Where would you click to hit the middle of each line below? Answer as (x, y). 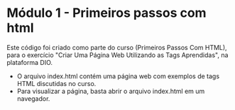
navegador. (33, 98)
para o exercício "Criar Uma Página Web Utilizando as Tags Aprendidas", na (117, 55)
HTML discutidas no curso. (56, 83)
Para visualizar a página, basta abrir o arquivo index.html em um (111, 91)
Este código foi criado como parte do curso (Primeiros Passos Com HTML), (117, 47)
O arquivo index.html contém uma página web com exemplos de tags (118, 76)
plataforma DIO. (30, 62)
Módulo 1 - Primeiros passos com (106, 13)
